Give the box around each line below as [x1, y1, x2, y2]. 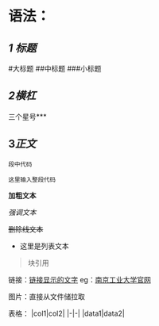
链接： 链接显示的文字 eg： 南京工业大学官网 [8, 274, 151, 284]
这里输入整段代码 [8, 175, 56, 183]
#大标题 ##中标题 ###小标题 [8, 64, 102, 73]
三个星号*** [8, 112, 48, 121]
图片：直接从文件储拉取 [8, 291, 85, 301]
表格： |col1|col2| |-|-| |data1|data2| [8, 309, 125, 318]
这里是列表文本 [19, 241, 69, 251]
